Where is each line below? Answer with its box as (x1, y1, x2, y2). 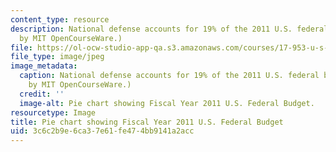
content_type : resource (10, 14, 110, 25)
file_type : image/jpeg (10, 52, 105, 62)
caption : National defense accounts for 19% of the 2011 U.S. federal (19, 71, 320, 81)
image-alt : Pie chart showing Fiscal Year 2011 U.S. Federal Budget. (19, 98, 315, 108)
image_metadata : (10, 61, 78, 71)
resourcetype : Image (10, 107, 97, 118)
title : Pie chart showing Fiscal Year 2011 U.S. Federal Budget (10, 117, 284, 127)
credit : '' (19, 89, 65, 99)
